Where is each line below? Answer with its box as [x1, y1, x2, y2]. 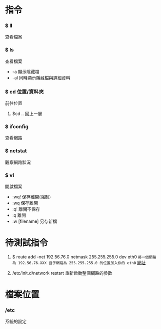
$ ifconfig [5, 123, 29, 130]
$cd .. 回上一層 [12, 111, 42, 117]
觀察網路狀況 [5, 159, 31, 165]
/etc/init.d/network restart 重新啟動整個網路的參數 [12, 270, 112, 276]
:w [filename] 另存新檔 [12, 218, 57, 224]
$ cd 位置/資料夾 [5, 88, 44, 95]
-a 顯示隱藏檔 [12, 69, 40, 74]
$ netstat [5, 147, 27, 154]
